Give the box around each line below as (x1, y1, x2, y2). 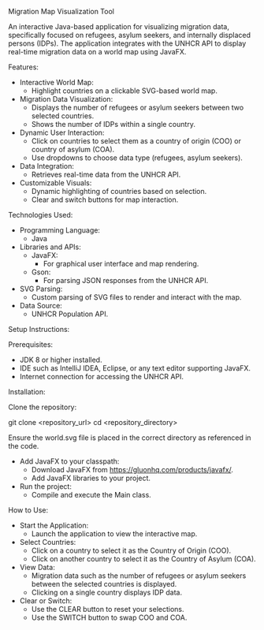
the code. (8, 442, 39, 450)
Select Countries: (19, 538, 76, 546)
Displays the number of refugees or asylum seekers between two (31, 103, 244, 112)
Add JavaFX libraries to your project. (31, 473, 151, 483)
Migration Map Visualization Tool (8, 7, 114, 16)
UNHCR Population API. (31, 309, 109, 319)
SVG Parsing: (19, 284, 63, 293)
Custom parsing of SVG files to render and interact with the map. (31, 293, 242, 302)
